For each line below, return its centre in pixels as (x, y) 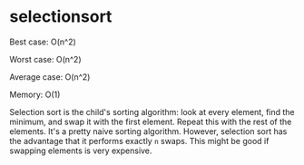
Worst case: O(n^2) (45, 59)
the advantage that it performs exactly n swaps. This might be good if (139, 141)
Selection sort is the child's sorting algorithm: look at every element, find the (152, 112)
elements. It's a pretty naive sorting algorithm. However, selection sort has (148, 131)
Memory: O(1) (35, 94)
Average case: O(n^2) (50, 77)
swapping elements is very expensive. (81, 150)
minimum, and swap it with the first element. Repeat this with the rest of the (151, 121)
